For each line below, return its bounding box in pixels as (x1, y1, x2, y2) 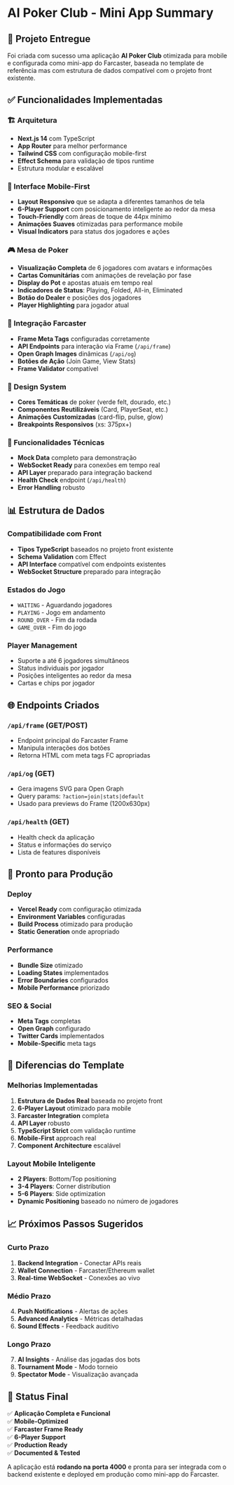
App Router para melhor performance (17, 142, 128, 150)
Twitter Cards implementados (17, 1032, 105, 1040)
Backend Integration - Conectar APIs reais (17, 1258, 142, 1267)
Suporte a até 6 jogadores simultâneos (17, 657, 130, 665)
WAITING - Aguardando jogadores (17, 601, 113, 610)
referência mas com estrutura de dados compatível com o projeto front (7, 67, 212, 74)
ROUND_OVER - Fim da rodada (17, 616, 97, 624)
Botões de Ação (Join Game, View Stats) (17, 356, 136, 365)
